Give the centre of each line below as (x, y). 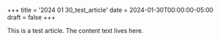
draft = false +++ (31, 17)
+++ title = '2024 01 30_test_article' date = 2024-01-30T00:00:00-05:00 (110, 10)
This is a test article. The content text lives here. (75, 31)
